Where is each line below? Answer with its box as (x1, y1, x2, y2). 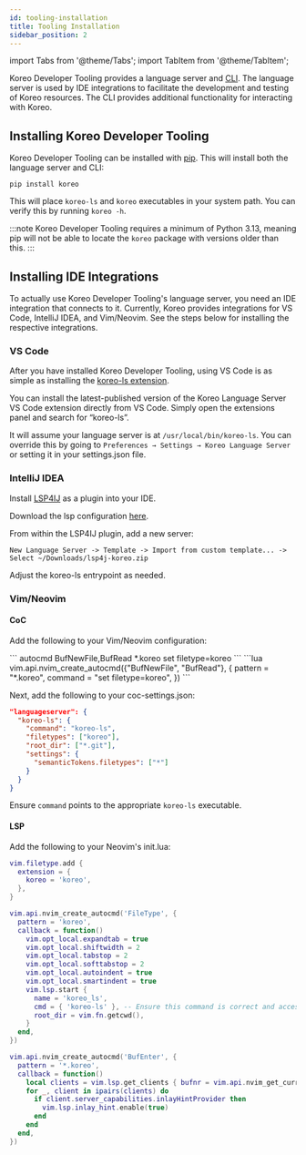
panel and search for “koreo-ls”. (9, 412, 129, 424)
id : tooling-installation (9, 13, 107, 23)
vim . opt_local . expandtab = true (25, 935, 148, 944)
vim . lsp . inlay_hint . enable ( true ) (42, 1103, 169, 1112)
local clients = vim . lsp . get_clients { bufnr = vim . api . (25, 1078, 247, 1087)
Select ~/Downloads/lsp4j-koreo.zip (9, 553, 148, 563)
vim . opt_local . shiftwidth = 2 (25, 943, 141, 952)
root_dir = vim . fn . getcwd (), (33, 1010, 145, 1020)
